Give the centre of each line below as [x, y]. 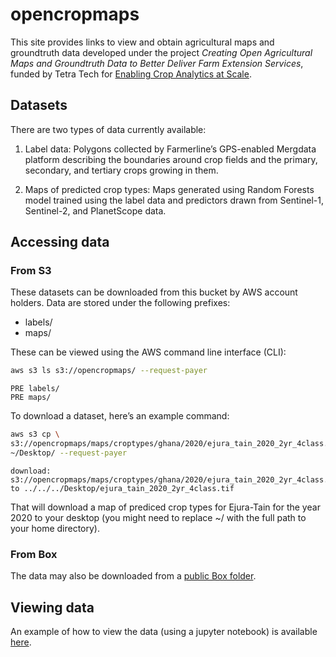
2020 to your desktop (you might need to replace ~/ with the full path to [158, 517]
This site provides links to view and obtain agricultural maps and [142, 42]
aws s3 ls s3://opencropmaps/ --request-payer [109, 371]
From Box [34, 554]
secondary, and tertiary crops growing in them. [121, 170]
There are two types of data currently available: [108, 129]
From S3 [31, 271]
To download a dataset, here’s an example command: [120, 416]
